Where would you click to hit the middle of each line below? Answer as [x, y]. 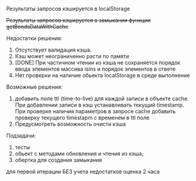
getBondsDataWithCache [37, 27]
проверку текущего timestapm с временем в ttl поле [82, 117]
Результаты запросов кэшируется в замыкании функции [79, 20]
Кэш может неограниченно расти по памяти [72, 56]
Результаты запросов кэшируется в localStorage [68, 9]
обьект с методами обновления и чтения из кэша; [79, 153]
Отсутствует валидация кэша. [53, 50]
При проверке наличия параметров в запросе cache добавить [95, 111]
